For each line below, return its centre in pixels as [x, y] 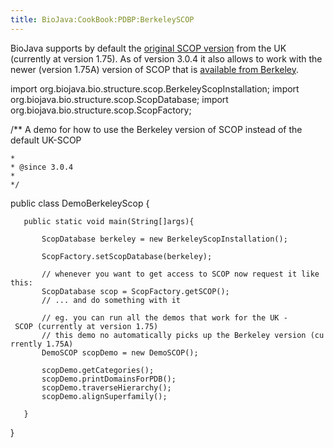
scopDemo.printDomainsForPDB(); [109, 379]
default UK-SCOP [46, 140]
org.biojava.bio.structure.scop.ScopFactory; [101, 110]
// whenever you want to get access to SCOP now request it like [180, 274]
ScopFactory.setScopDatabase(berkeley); [127, 256]
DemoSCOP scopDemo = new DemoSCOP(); [120, 352]
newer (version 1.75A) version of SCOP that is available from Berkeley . [155, 69]
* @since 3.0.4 [42, 167]
